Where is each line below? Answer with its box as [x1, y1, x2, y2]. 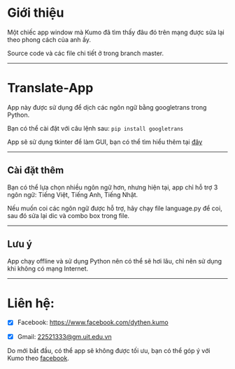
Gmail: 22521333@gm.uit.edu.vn [17, 332, 112, 340]
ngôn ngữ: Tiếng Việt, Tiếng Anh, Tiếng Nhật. [7, 190, 138, 198]
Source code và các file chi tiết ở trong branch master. [7, 49, 164, 57]
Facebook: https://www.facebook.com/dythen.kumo [17, 318, 169, 326]
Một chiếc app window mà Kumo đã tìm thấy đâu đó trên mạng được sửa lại [7, 28, 225, 36]
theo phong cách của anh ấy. [7, 35, 91, 43]
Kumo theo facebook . [7, 354, 70, 362]
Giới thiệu [7, 5, 64, 21]
